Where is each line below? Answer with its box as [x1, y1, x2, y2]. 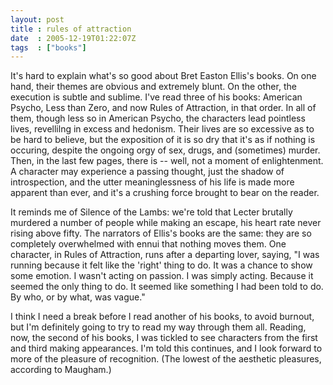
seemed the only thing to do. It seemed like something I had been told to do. [10, 281, 324, 293]
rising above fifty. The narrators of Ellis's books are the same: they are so [10, 227, 312, 240]
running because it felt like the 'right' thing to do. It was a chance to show [10, 259, 313, 271]
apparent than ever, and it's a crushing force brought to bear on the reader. [10, 187, 320, 199]
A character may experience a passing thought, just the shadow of [10, 166, 285, 178]
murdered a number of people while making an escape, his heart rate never [10, 217, 322, 229]
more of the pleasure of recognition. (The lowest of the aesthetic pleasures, [10, 353, 322, 365]
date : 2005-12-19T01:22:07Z [10, 33, 137, 43]
